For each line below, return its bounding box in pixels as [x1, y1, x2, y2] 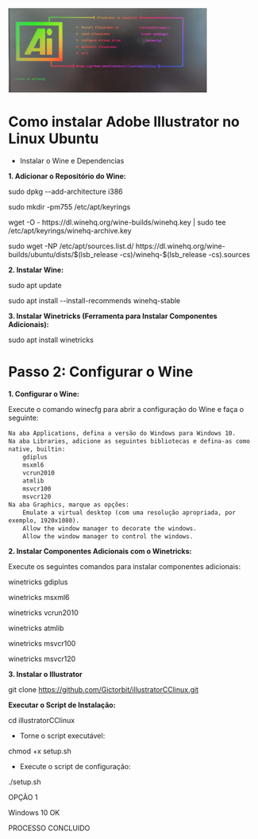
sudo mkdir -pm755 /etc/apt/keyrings [8, 202, 131, 211]
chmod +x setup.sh [8, 746, 71, 756]
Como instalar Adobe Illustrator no [8, 113, 240, 131]
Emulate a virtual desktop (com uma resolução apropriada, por [22, 508, 237, 517]
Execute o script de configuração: [19, 761, 131, 771]
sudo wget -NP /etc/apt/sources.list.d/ [8, 241, 134, 251]
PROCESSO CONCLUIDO [8, 823, 90, 833]
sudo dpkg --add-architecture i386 [8, 187, 123, 196]
